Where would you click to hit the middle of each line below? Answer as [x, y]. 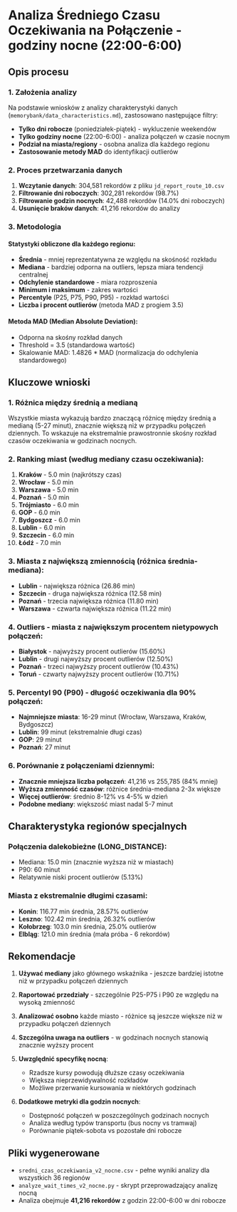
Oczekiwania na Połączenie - [95, 30]
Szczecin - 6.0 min [46, 535]
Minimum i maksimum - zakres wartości [78, 290]
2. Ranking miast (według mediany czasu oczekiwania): [106, 460]
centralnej [33, 275]
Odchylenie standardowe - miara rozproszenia [88, 282]
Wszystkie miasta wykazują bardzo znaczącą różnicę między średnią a [112, 418]
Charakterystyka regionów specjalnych [98, 827]
